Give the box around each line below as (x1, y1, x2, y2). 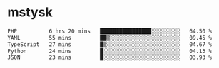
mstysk (7, 4, 53, 21)
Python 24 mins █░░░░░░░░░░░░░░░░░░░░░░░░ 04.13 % (7, 47, 213, 55)
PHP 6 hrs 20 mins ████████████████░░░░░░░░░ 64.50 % (7, 28, 213, 35)
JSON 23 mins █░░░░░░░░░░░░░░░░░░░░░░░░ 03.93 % (7, 54, 213, 61)
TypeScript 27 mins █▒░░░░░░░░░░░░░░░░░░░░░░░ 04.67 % (7, 40, 213, 48)
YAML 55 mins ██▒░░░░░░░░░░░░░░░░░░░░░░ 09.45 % (7, 34, 213, 41)
